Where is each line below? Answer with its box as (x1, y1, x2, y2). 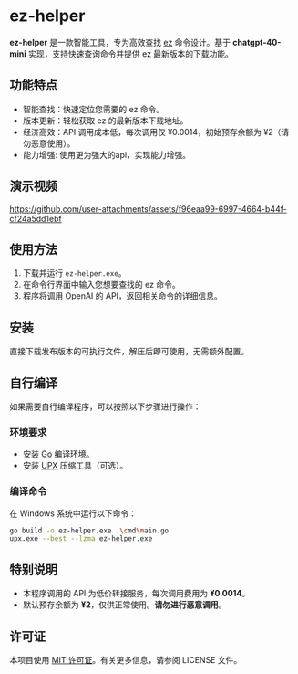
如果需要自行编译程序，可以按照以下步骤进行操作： (9, 401, 201, 412)
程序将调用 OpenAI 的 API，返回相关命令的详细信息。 (22, 290, 223, 301)
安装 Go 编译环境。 (22, 448, 95, 459)
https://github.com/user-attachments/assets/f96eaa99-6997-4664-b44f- (9, 203, 287, 215)
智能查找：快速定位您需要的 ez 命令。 (22, 103, 165, 114)
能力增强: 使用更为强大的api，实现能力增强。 (22, 149, 191, 160)
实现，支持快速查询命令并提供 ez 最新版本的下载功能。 (28, 47, 234, 59)
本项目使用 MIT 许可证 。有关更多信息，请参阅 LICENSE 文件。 (9, 654, 242, 665)
